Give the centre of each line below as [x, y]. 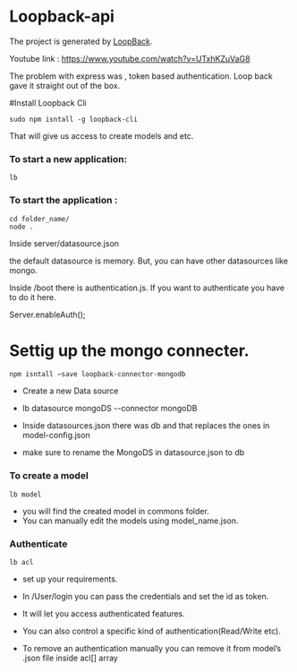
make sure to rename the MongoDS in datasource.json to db [133, 452]
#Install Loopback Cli [48, 103]
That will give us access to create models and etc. [102, 135]
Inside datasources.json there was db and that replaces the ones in [146, 426]
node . [21, 227]
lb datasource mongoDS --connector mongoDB [110, 409]
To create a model [49, 476]
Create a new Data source [70, 391]
